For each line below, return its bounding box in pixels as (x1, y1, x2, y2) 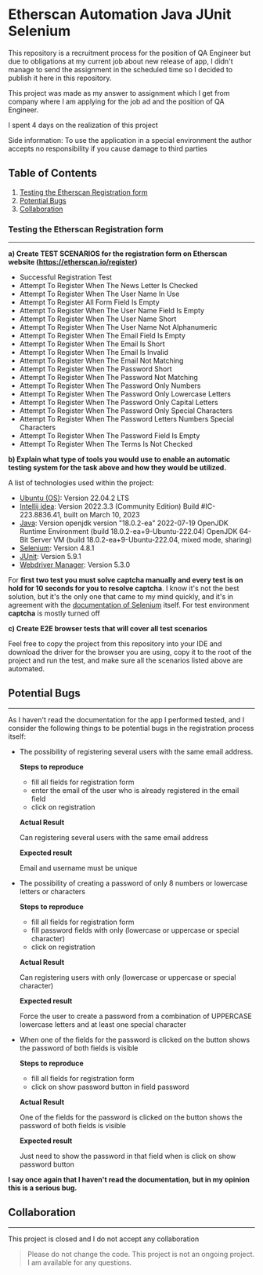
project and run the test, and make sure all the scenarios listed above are (8, 656, 243, 665)
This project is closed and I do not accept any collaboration (8, 1234, 200, 1244)
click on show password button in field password (31, 1082, 189, 1091)
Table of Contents (8, 166, 98, 180)
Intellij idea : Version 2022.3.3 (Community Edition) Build (19, 502, 200, 511)
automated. (8, 664, 45, 674)
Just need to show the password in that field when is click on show (19, 1151, 236, 1160)
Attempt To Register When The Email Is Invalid (19, 348, 169, 357)
